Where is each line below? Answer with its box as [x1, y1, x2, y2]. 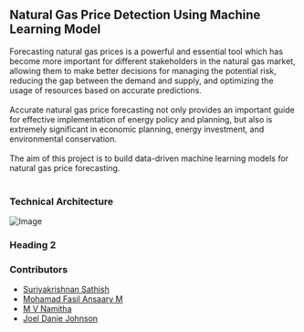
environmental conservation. [9, 133, 117, 145]
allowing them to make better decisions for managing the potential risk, [9, 65, 277, 76]
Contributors [9, 262, 68, 275]
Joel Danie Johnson [22, 313, 99, 324]
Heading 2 [9, 239, 57, 252]
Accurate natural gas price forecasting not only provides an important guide [9, 104, 295, 115]
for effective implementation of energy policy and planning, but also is [9, 113, 273, 124]
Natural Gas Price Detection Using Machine [9, 7, 261, 23]
